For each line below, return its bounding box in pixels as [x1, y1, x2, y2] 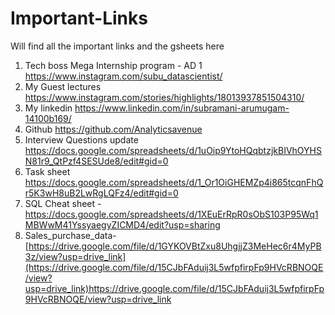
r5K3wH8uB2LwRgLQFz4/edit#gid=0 [24, 187, 179, 199]
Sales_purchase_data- [24, 229, 117, 241]
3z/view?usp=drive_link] [24, 250, 127, 262]
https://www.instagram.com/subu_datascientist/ [24, 70, 223, 82]
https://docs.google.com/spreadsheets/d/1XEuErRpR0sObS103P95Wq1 [24, 208, 319, 220]
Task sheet [24, 165, 71, 177]
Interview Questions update [24, 133, 139, 146]
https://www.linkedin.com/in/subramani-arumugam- [74, 102, 290, 114]
